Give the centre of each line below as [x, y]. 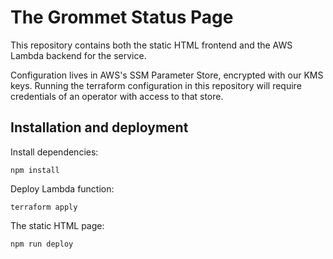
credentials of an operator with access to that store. [117, 96]
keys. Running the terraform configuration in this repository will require [156, 85]
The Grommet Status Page [122, 17]
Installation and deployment [99, 127]
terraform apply [44, 207]
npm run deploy [42, 244]
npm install [35, 170]
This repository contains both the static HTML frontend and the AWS [151, 45]
